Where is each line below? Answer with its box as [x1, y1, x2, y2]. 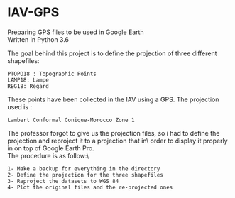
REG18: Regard [7, 82, 50, 89]
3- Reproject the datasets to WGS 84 [7, 177, 119, 185]
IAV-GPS [7, 4, 60, 21]
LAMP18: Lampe [7, 76, 50, 84]
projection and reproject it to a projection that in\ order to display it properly [7, 136, 229, 145]
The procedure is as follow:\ [7, 151, 89, 160]
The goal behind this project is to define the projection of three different [7, 49, 218, 57]
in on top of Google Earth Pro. [7, 143, 94, 153]
